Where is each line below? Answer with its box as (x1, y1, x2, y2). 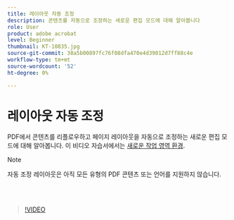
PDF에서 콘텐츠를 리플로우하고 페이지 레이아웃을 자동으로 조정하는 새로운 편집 (7, 133, 220, 141)
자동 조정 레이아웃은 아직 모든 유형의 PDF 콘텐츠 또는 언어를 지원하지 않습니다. (7, 170, 221, 178)
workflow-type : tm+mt (7, 56, 71, 63)
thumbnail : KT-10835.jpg (7, 43, 80, 50)
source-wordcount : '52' (7, 63, 77, 70)
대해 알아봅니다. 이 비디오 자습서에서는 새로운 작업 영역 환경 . (20, 142, 186, 150)
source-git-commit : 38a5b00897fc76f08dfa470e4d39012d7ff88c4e (7, 50, 193, 57)
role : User (7, 23, 39, 30)
